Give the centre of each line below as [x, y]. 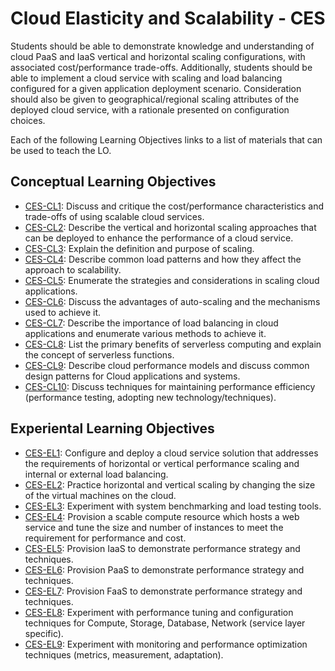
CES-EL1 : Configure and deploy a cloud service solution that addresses [171, 453]
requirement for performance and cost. [105, 538]
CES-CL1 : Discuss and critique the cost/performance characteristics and [174, 206]
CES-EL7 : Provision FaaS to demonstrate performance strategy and [163, 591]
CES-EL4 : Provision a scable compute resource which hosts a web [162, 516]
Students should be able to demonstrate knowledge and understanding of [162, 46]
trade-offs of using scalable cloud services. [114, 216]
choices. [28, 120]
